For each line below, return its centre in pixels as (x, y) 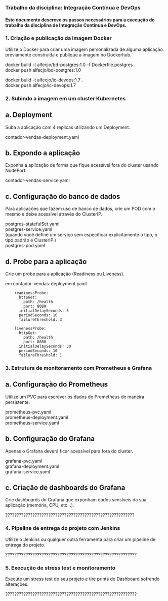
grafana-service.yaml (28, 471)
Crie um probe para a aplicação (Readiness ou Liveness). (65, 274)
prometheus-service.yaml (32, 423)
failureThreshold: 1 (40, 355)
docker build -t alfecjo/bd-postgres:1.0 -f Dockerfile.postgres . (70, 65)
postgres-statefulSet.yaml (32, 224)
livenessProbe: (30, 328)
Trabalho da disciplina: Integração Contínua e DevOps (73, 8)
